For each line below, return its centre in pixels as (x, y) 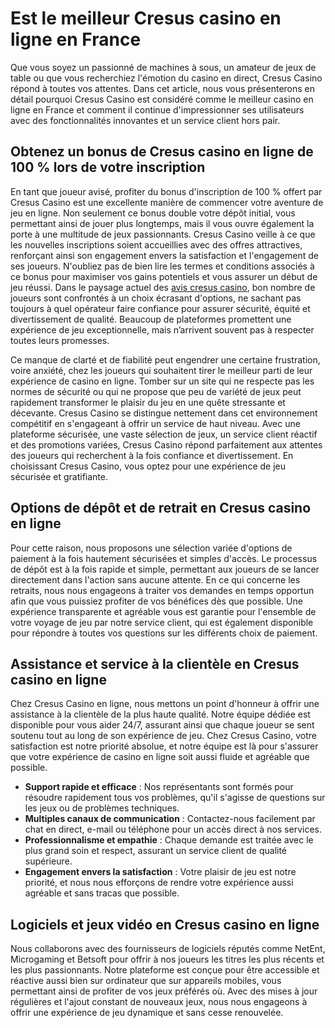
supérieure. (48, 861)
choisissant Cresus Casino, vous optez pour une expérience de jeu (148, 466)
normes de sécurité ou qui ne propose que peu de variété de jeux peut (156, 391)
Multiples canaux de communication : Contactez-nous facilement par (170, 819)
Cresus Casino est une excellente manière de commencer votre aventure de (167, 202)
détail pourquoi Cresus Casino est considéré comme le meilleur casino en (162, 99)
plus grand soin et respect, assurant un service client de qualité (156, 851)
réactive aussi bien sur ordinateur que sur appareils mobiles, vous (146, 981)
